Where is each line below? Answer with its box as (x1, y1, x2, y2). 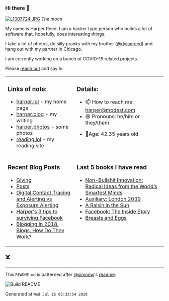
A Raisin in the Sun (85, 202, 130, 209)
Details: (76, 85, 99, 93)
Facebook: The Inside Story (85, 208, 150, 215)
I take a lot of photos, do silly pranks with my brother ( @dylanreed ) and (5, 41, 153, 47)
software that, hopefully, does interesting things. (5, 31, 106, 37)
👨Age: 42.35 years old (85, 131, 139, 138)
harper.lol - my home (16, 98, 67, 105)
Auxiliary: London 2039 (85, 195, 141, 203)
